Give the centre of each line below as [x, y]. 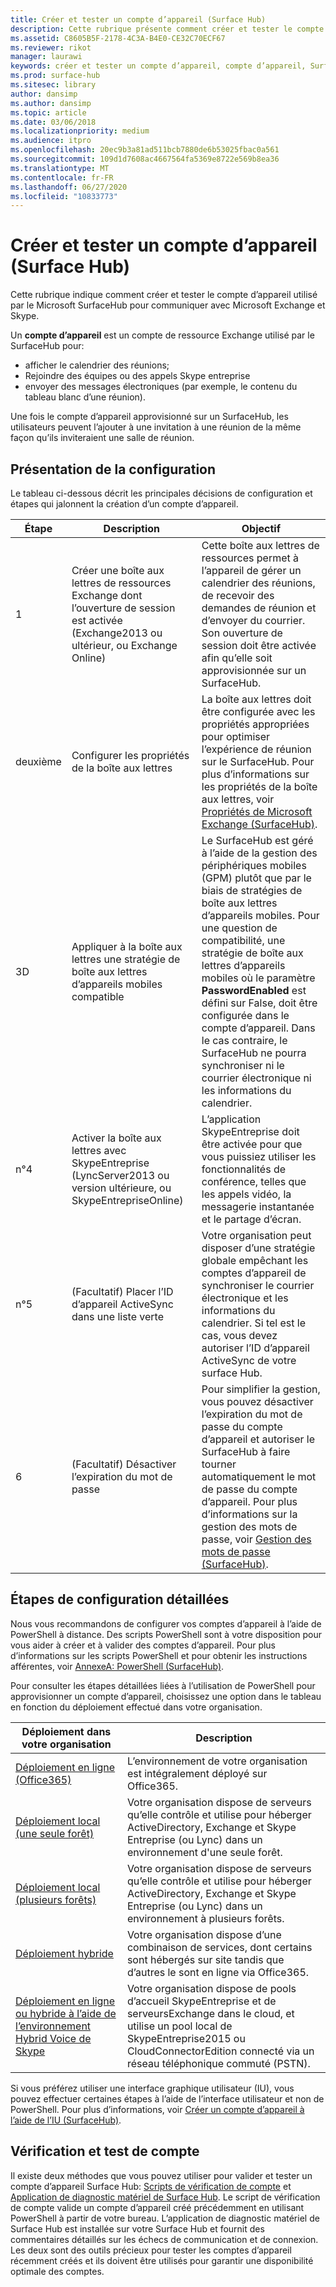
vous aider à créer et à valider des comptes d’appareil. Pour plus [143, 1645]
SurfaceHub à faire [246, 1451]
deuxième [38, 761]
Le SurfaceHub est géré [257, 840]
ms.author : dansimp [51, 103]
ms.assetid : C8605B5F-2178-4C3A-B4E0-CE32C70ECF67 [118, 38]
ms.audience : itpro [51, 141]
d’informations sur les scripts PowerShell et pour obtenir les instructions [159, 1655]
